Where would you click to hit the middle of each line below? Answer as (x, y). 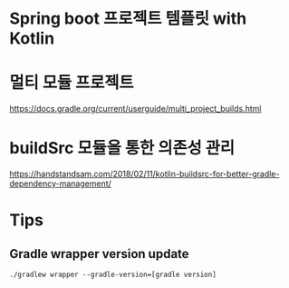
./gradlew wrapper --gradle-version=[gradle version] (113, 275)
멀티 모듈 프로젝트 (72, 83)
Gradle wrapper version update (99, 254)
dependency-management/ (60, 184)
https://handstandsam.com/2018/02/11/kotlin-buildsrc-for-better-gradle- (144, 174)
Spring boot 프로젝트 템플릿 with (128, 19)
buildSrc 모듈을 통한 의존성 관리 (122, 149)
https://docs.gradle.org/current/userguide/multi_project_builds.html (135, 109)
